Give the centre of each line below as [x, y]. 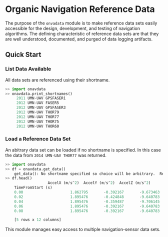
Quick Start [23, 55]
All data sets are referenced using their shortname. [57, 80]
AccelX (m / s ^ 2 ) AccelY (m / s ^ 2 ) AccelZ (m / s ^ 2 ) [99, 183]
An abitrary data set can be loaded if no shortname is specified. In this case [83, 150]
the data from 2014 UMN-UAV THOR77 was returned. [56, 155]
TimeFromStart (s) [33, 188]
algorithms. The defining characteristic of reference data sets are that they [82, 33]
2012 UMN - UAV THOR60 [37, 126]
